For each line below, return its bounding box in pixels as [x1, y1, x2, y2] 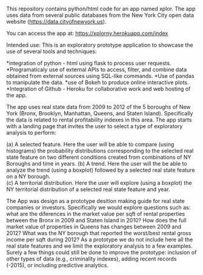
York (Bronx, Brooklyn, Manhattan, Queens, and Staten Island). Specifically [6, 110, 193, 117]
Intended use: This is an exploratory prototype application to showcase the [6, 42, 193, 48]
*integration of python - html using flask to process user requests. [6, 60, 171, 66]
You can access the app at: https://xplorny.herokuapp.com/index [6, 30, 168, 37]
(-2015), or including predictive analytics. [6, 262, 109, 268]
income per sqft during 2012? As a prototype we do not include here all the [6, 236, 193, 243]
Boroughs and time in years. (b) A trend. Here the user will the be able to [6, 160, 187, 167]
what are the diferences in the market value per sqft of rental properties [6, 210, 185, 217]
